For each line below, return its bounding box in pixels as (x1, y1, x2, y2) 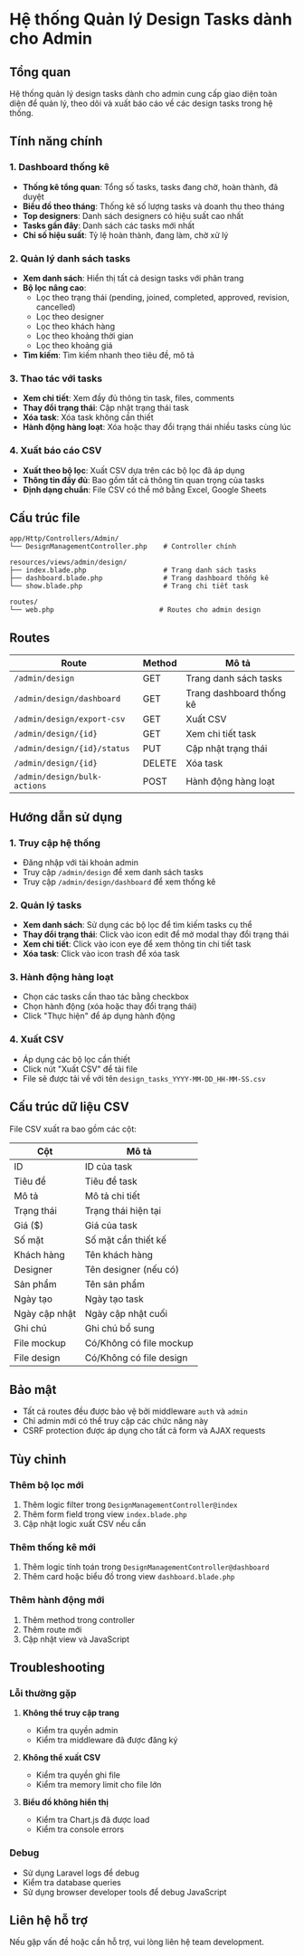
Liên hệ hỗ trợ (9, 1913, 89, 1928)
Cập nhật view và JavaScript (22, 1634, 129, 1645)
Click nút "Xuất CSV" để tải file (22, 1064, 138, 1074)
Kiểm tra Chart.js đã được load (35, 1815, 150, 1826)
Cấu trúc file (9, 510, 81, 525)
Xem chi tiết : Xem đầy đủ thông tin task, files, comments (22, 393, 235, 404)
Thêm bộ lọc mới (9, 1478, 84, 1491)
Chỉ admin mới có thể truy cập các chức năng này (22, 1416, 209, 1426)
